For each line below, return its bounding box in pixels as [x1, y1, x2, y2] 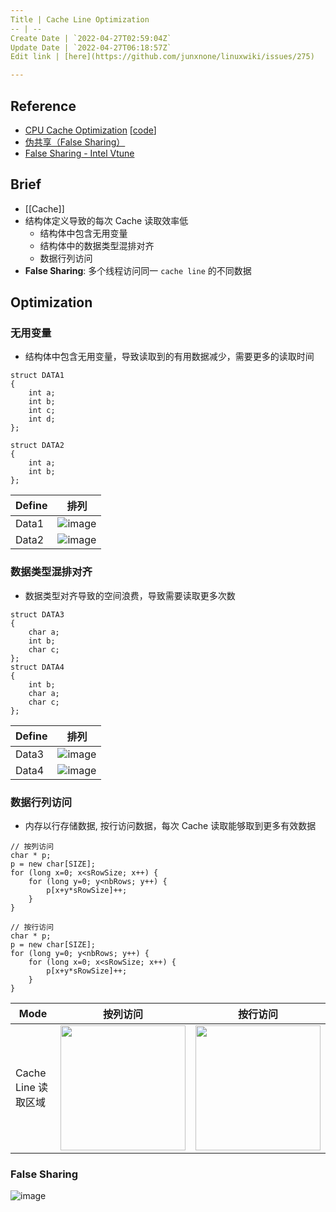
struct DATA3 [10, 609, 65, 620]
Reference [10, 97, 77, 115]
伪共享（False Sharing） [24, 136, 126, 148]
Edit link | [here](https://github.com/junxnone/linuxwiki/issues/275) [10, 52, 315, 62]
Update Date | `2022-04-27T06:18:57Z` [10, 42, 172, 53]
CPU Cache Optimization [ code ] [24, 124, 157, 136]
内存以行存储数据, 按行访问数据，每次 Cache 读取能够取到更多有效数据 [24, 820, 317, 832]
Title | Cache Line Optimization [10, 14, 150, 25]
